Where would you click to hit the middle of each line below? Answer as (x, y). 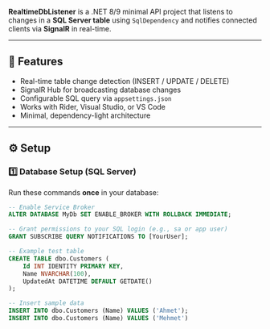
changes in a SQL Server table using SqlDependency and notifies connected (133, 20)
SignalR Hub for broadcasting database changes (100, 90)
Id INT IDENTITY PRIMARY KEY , (74, 266)
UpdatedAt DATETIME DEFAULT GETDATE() (88, 281)
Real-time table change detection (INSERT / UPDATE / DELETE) (125, 81)
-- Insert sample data (46, 303)
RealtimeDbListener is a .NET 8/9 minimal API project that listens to (121, 12)
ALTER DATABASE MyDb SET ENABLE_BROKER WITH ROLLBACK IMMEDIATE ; (120, 214)
